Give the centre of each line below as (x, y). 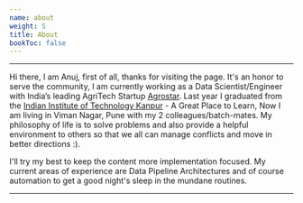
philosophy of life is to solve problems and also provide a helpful (129, 125)
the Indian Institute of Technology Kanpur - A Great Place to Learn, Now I (145, 106)
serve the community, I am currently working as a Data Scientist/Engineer (146, 87)
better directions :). (45, 144)
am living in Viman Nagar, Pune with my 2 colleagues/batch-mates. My (141, 115)
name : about (32, 18)
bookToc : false (38, 43)
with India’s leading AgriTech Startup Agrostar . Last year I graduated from (146, 97)
